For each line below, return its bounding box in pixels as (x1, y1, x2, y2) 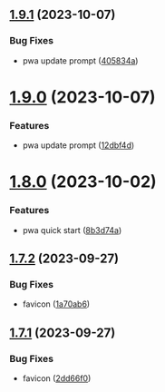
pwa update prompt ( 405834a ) (22, 54, 139, 66)
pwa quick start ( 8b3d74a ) (22, 224, 122, 235)
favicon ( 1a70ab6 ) (22, 299, 91, 309)
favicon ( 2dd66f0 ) (22, 373, 92, 384)
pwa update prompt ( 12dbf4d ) (22, 140, 135, 151)
